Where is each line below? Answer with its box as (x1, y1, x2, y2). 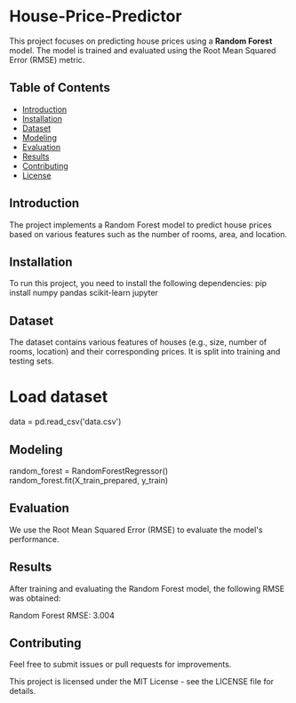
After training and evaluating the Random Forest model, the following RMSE (9, 583, 285, 594)
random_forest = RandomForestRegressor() (9, 465, 169, 476)
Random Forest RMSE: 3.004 (9, 610, 116, 620)
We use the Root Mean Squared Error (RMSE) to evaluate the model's (9, 524, 263, 535)
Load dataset (9, 387, 108, 407)
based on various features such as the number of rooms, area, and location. (9, 228, 287, 239)
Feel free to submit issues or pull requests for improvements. (9, 659, 232, 670)
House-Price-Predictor (9, 6, 182, 27)
